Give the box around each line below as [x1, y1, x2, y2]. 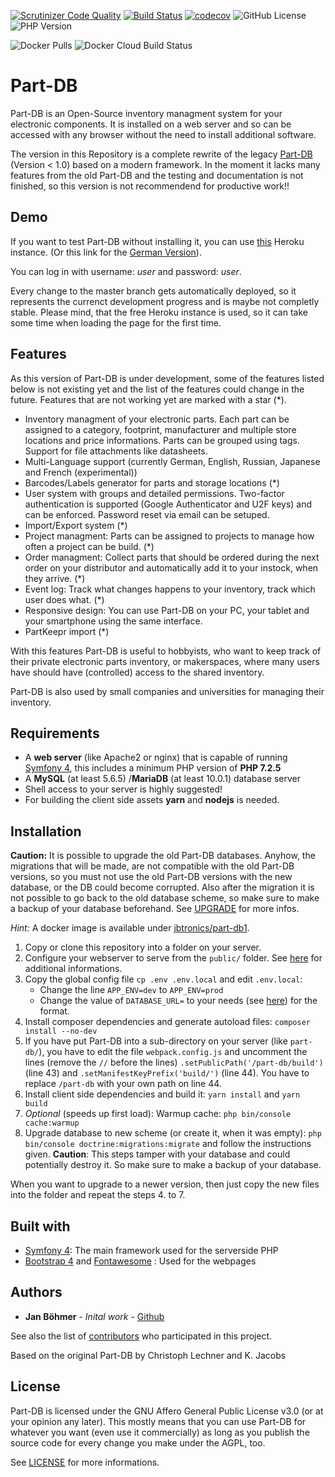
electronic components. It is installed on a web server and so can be [10, 118, 292, 130]
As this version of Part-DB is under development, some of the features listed [10, 372, 325, 384]
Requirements [10, 725, 100, 742]
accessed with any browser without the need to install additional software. [10, 128, 317, 140]
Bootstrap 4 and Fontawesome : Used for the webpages [24, 1255, 257, 1267]
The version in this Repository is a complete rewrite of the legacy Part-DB [10, 148, 313, 160]
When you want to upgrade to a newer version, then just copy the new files [10, 1178, 320, 1190]
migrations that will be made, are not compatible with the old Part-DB [10, 860, 295, 872]
